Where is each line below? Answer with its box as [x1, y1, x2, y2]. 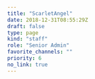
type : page [7, 29, 39, 36]
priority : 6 [7, 55, 42, 62]
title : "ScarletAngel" [7, 10, 73, 17]
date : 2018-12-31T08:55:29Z [7, 16, 89, 23]
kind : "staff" [7, 36, 49, 43]
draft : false [7, 23, 45, 30]
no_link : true [7, 61, 49, 68]
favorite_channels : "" [7, 49, 73, 56]
